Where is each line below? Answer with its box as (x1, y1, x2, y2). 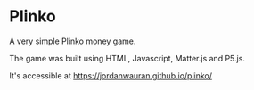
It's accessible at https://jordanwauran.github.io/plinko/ (9, 70, 212, 81)
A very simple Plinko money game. (9, 36, 136, 46)
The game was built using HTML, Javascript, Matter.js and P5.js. (9, 53, 245, 63)
